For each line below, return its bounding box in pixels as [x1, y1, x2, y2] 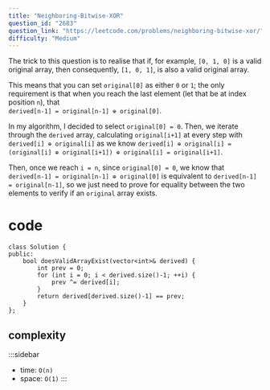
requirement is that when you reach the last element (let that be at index [8, 89, 247, 99]
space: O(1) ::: [19, 374, 67, 383]
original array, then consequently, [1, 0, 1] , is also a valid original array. [8, 65, 250, 75]
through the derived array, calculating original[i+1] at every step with [8, 130, 243, 140]
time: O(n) [19, 365, 54, 375]
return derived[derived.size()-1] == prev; [37, 293, 185, 301]
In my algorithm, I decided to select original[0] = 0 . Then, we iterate [8, 121, 239, 131]
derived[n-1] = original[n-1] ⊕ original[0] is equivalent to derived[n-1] [8, 171, 257, 181]
